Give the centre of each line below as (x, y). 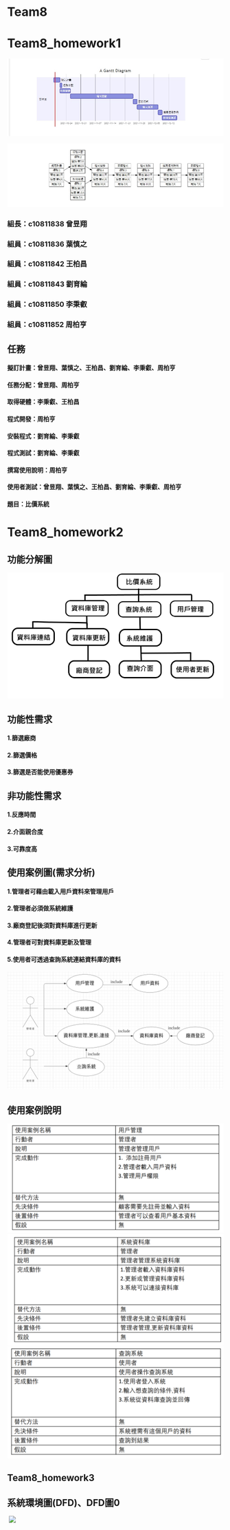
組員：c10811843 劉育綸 (47, 284)
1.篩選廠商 (22, 738)
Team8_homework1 (64, 44)
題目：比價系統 (28, 504)
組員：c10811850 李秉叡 (47, 305)
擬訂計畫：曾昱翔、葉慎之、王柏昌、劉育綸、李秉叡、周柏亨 (91, 368)
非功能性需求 (34, 796)
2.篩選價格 (22, 755)
